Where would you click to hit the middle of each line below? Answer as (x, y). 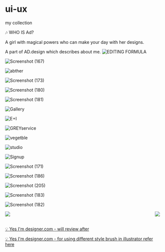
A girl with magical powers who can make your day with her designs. (75, 42)
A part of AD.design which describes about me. (53, 52)
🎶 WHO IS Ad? (20, 32)
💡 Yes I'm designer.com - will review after (47, 229)
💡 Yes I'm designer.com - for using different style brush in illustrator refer (79, 239)
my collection (19, 23)
